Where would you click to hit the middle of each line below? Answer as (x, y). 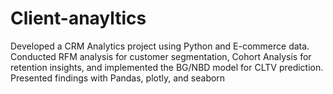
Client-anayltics (78, 18)
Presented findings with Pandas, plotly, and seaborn (118, 78)
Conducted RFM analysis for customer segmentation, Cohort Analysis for (161, 56)
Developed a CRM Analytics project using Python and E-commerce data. (160, 46)
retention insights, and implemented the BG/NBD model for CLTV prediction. (167, 67)
